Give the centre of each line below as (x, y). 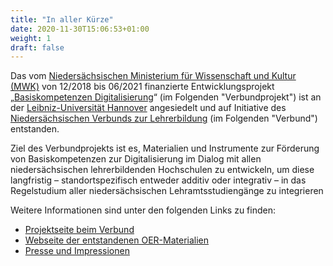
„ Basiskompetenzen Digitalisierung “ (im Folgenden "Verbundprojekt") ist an (166, 97)
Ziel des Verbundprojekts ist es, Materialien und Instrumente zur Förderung (165, 148)
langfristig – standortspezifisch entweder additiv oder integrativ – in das (158, 180)
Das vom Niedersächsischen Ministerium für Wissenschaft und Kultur (153, 76)
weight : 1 (31, 38)
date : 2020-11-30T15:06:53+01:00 (80, 29)
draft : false (37, 47)
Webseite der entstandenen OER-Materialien (117, 240)
